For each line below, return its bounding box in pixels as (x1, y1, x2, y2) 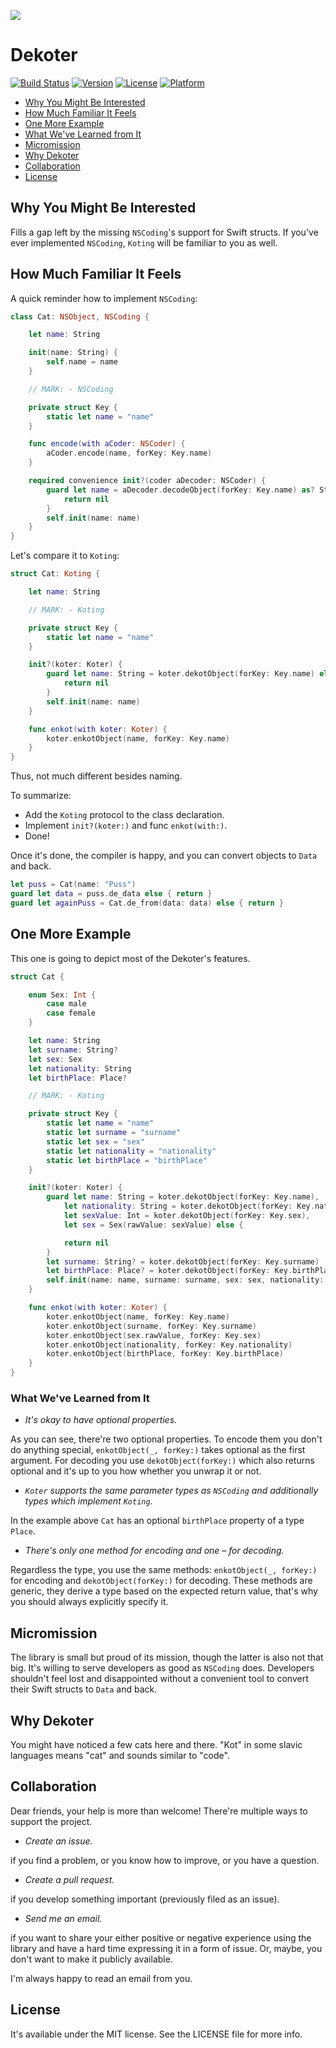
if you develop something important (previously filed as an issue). (10, 1893, 280, 1905)
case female (46, 1008, 97, 1019)
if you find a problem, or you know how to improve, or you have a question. (10, 1854, 320, 1866)
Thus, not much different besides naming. (10, 770, 183, 782)
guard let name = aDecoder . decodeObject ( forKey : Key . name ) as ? (46, 485, 315, 495)
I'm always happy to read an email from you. (10, 1972, 193, 1984)
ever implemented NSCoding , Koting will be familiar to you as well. (10, 236, 278, 249)
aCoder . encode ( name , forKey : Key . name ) (46, 448, 213, 459)
